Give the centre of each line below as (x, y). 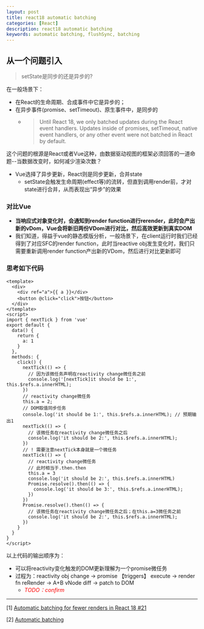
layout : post (23, 12)
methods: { (25, 357)
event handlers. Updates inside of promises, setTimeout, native (118, 128)
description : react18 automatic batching (59, 29)
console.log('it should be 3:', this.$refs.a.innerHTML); (108, 489)
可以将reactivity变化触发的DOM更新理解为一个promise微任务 (91, 568)
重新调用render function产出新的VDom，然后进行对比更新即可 (103, 251)
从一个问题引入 (34, 60)
